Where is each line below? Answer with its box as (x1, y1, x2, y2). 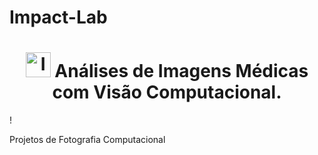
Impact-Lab (9, 6, 108, 29)
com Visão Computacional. (52, 81, 282, 104)
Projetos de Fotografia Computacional (9, 134, 166, 146)
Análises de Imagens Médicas (54, 60, 309, 83)
